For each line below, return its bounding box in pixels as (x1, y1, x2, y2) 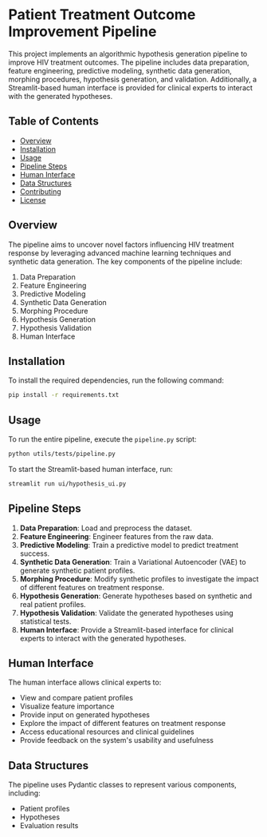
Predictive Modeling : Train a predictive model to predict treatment (19, 540, 239, 549)
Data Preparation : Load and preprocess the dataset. (19, 523, 193, 533)
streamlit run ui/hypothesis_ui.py (8, 479, 127, 488)
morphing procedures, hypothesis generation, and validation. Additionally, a (8, 74, 257, 84)
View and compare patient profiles (19, 693, 134, 703)
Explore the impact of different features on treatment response (19, 719, 226, 728)
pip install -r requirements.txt (8, 391, 120, 399)
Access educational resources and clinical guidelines (19, 727, 194, 736)
